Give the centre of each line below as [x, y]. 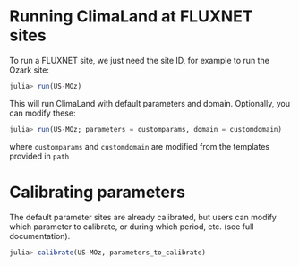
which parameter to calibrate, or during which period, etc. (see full [132, 227]
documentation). [40, 236]
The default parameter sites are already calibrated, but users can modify [143, 217]
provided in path [39, 156]
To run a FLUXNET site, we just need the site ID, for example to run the [140, 60]
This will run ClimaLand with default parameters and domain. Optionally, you [150, 103]
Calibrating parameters [98, 192]
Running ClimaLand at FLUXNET [131, 17]
